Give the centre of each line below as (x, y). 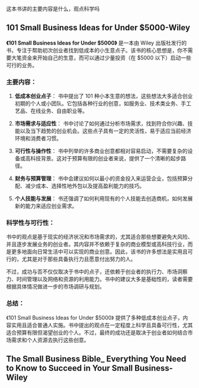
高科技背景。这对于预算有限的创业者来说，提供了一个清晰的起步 (103, 159)
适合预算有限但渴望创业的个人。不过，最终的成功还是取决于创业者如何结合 (97, 332)
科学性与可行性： (31, 223)
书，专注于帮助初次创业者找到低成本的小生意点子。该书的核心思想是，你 (94, 50)
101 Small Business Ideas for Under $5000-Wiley (98, 28)
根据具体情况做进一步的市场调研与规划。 (55, 286)
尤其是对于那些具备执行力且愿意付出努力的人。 (79, 259)
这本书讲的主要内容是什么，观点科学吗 (53, 9)
